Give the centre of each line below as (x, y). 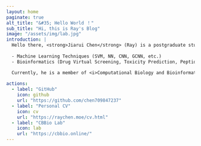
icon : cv (28, 111)
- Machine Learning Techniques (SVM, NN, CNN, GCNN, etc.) (87, 56)
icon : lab (29, 128)
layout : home (22, 12)
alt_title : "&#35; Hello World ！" (50, 23)
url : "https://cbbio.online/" (55, 134)
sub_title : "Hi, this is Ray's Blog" (53, 28)
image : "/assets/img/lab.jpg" (44, 34)
